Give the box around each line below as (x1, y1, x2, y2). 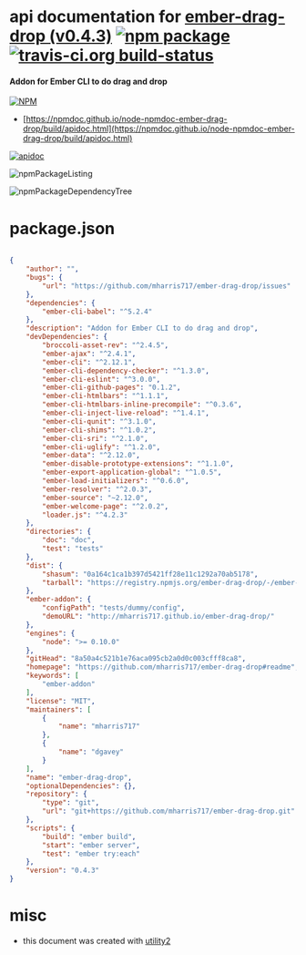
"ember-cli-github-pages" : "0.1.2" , (42, 383, 181, 393)
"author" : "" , (25, 264, 79, 274)
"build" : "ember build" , (42, 832, 137, 841)
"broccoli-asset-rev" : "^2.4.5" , (42, 341, 169, 350)
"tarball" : (42, 578, 84, 587)
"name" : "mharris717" (57, 722, 141, 731)
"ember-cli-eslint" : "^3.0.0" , (42, 375, 161, 384)
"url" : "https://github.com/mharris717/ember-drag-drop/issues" (42, 281, 291, 291)
